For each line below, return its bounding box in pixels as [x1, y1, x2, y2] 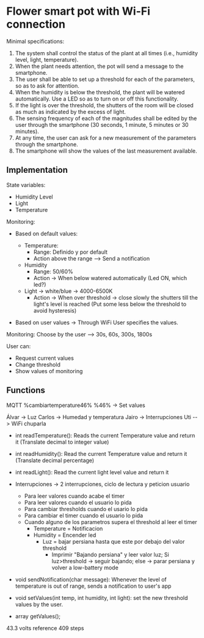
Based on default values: [15, 230, 78, 237]
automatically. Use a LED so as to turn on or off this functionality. [15, 95, 179, 102]
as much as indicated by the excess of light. [15, 108, 126, 115]
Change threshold [15, 360, 61, 368]
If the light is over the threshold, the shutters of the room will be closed [15, 101, 194, 108]
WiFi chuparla [11, 420, 46, 427]
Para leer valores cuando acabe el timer [24, 492, 125, 499]
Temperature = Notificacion [33, 525, 103, 532]
